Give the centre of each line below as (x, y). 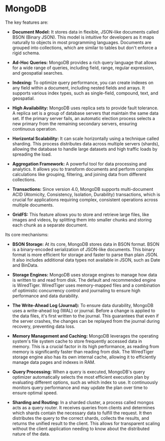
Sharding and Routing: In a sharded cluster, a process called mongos (83, 402)
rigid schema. (26, 53)
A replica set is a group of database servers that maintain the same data (85, 113)
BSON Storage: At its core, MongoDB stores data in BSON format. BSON (86, 244)
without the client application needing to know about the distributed (81, 429)
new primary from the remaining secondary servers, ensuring (75, 124)
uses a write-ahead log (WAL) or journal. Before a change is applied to (84, 310)
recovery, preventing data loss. (44, 326)
